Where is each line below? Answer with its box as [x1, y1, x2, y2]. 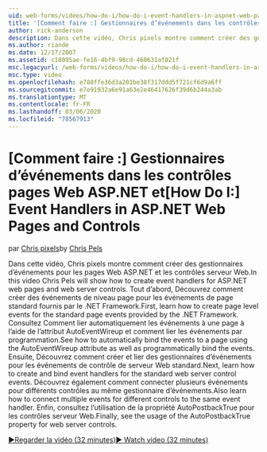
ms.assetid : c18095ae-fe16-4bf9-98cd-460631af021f [8, 56, 180, 64]
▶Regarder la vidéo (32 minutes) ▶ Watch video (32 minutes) [8, 434, 209, 444]
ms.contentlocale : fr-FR [8, 100, 91, 108]
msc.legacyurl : [8, 64, 59, 72]
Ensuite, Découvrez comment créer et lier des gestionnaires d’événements [8, 352, 252, 361]
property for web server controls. [8, 419, 118, 429]
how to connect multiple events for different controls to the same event [8, 394, 241, 403]
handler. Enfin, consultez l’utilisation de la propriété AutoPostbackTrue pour [8, 403, 255, 412]
